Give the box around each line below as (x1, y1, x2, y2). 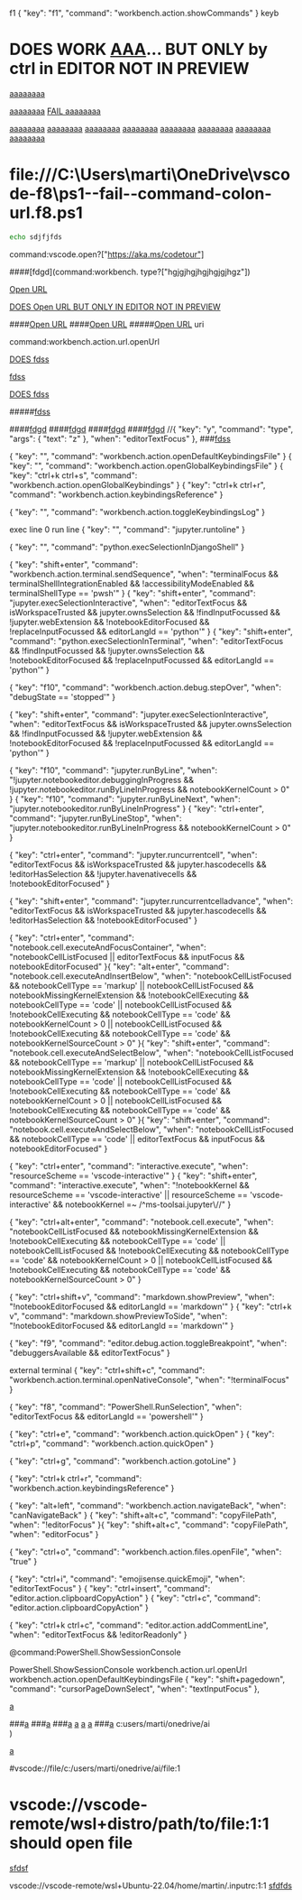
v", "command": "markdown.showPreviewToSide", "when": (9, 1310, 228, 1321)
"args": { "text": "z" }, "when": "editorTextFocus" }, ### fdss (9, 433, 232, 444)
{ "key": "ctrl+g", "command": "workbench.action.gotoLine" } (9, 1455, 237, 1466)
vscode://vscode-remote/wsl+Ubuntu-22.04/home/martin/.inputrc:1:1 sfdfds (9, 1880, 293, 1891)
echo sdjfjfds (9, 232, 63, 242)
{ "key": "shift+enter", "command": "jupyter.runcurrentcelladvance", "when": (9, 895, 294, 906)
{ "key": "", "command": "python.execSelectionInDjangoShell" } (9, 541, 245, 552)
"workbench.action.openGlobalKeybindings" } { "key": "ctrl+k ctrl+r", (9, 479, 266, 490)
